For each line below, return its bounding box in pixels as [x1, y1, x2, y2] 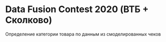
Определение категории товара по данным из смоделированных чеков [5, 31, 161, 37]
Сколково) [5, 14, 52, 26]
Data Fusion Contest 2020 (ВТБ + [5, 4, 149, 15]
